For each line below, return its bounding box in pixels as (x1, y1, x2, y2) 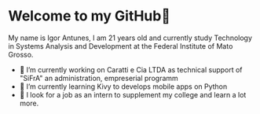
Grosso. (8, 50, 34, 59)
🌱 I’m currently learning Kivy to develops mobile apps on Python (19, 82, 228, 91)
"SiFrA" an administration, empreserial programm (19, 73, 178, 83)
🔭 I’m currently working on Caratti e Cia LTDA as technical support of (19, 64, 243, 74)
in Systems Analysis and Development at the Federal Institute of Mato (8, 41, 233, 50)
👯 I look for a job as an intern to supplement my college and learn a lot (19, 90, 247, 99)
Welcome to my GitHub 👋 (8, 7, 171, 25)
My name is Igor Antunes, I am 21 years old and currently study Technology (8, 33, 253, 42)
